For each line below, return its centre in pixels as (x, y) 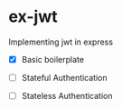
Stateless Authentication (67, 96)
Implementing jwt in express (61, 42)
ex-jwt (33, 17)
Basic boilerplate (53, 59)
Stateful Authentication (64, 78)
